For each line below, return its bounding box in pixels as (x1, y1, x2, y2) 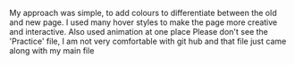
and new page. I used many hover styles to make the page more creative (9, 17, 278, 28)
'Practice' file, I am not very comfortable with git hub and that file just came (9, 36, 287, 46)
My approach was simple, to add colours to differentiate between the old (9, 8, 277, 18)
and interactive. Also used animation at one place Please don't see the (9, 27, 268, 37)
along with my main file (9, 45, 95, 56)
